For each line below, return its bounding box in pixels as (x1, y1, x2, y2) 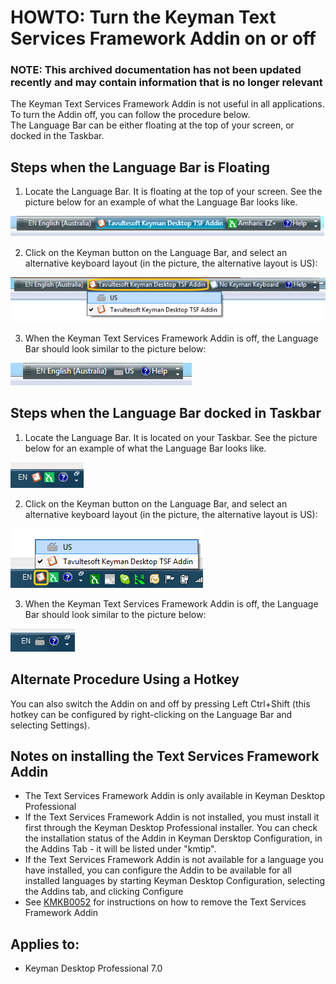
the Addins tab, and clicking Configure (24, 886, 184, 898)
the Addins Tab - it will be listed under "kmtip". (24, 843, 217, 855)
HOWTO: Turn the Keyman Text (10, 6, 277, 29)
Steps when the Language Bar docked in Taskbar (10, 405, 322, 422)
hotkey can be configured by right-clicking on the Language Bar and (10, 708, 293, 720)
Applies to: (10, 936, 80, 953)
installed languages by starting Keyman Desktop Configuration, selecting (24, 875, 326, 887)
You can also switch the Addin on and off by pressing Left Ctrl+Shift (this (10, 697, 311, 710)
